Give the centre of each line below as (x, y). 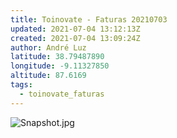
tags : (21, 85)
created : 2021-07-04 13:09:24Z (75, 38)
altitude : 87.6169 (48, 76)
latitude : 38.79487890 (57, 57)
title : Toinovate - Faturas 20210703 (89, 19)
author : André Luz (48, 47)
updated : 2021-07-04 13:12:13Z (75, 29)
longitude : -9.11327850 (60, 66)
